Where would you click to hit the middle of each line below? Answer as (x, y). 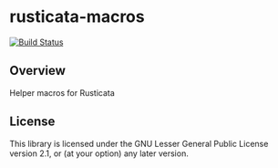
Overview (38, 71)
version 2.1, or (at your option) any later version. (99, 153)
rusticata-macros (77, 17)
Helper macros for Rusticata (62, 92)
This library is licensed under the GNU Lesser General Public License (139, 143)
